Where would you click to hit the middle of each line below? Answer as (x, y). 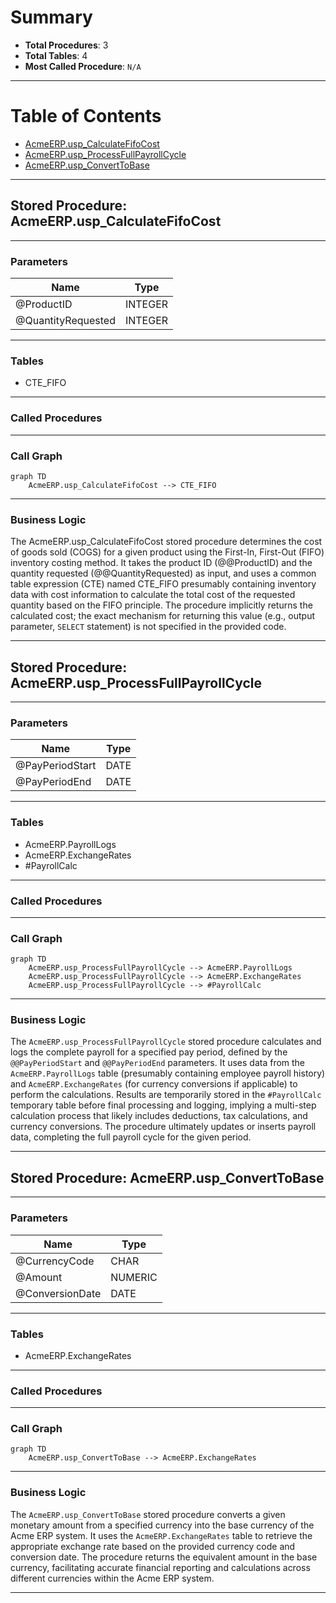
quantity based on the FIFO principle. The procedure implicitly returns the (161, 605)
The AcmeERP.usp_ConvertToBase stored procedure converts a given (148, 1514)
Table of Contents (86, 116)
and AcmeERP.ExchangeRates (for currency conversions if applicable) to (154, 1084)
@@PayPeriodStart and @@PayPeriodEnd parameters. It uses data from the (158, 1063)
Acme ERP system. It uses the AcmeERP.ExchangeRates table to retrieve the (161, 1535)
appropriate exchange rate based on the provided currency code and (153, 1546)
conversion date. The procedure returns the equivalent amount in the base (164, 1557)
